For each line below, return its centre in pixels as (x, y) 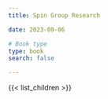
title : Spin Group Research (54, 15)
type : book (26, 51)
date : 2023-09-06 (37, 29)
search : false (32, 59)
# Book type (28, 44)
